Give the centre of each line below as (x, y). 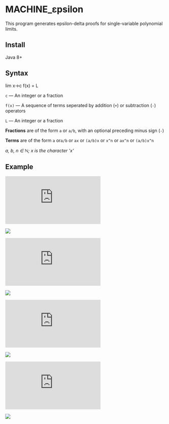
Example (19, 167)
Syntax (17, 73)
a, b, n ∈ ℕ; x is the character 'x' (40, 150)
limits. (11, 29)
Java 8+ (14, 57)
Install (15, 45)
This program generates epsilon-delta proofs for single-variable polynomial (84, 23)
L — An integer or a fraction (34, 120)
